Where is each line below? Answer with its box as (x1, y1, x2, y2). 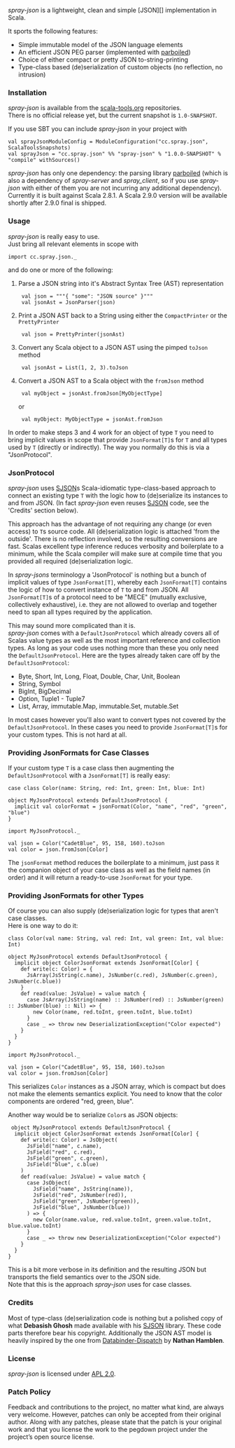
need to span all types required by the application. (8, 608, 153, 616)
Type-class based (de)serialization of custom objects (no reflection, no (17, 63, 223, 71)
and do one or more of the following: (8, 266, 114, 274)
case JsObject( (26, 1180, 71, 1187)
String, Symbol (17, 679, 62, 688)
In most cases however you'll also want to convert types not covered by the (8, 715, 226, 724)
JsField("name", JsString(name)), (33, 1186, 134, 1193)
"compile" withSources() (8, 157, 80, 164)
